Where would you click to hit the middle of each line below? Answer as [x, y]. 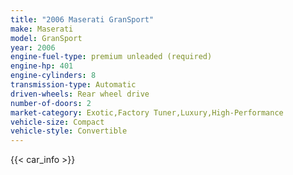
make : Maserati [42, 29]
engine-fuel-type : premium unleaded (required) [111, 57]
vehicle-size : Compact [57, 122]
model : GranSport [46, 38]
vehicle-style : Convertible [69, 131]
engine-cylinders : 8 [53, 76]
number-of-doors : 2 [51, 103]
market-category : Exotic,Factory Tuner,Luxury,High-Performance [147, 112]
